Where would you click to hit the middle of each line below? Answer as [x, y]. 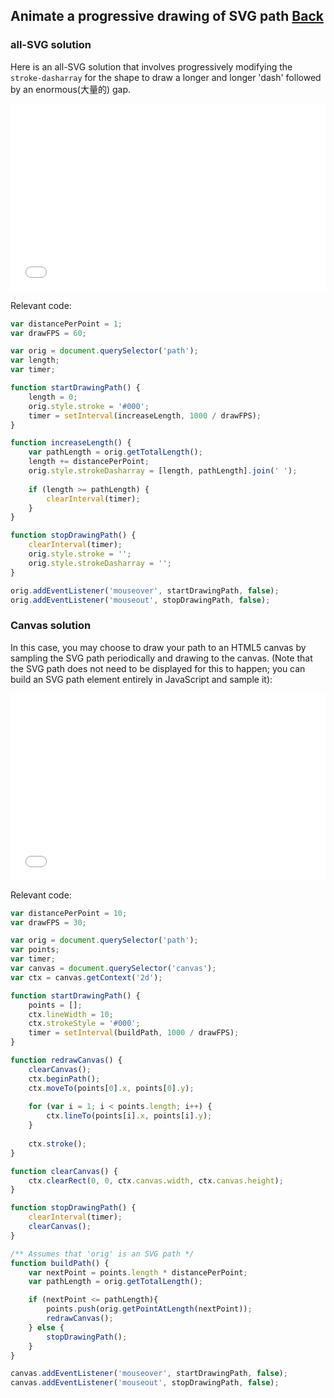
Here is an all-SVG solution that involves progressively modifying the [151, 66]
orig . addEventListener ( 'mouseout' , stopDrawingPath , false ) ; [140, 600]
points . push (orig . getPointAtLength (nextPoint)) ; [149, 1309]
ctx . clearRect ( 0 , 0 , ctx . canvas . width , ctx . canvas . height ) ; [156, 1180]
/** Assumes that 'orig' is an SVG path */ [102, 1254]
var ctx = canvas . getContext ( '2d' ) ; [86, 977]
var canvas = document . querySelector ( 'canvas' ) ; [113, 969]
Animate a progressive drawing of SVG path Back [167, 16]
